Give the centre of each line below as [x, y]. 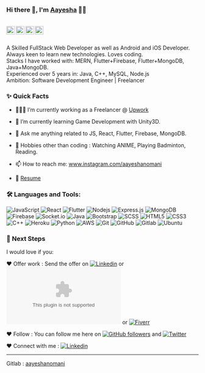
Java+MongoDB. [27, 67]
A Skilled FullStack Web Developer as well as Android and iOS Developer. [98, 48]
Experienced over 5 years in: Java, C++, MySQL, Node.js [78, 74]
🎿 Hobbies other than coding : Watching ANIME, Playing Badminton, [100, 145]
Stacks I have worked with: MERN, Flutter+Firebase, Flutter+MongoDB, [95, 61]
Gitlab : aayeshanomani [36, 364]
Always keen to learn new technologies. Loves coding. [75, 54]
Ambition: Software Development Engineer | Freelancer [76, 80]
